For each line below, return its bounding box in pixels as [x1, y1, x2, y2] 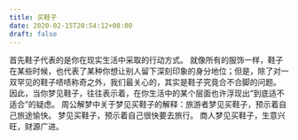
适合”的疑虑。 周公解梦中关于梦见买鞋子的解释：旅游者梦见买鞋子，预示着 [9, 99, 279, 110]
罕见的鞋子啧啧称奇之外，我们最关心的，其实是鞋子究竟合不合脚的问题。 [16, 77, 281, 88]
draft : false [9, 29, 58, 38]
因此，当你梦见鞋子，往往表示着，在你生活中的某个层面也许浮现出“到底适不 [9, 88, 286, 98]
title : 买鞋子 [9, 12, 58, 22]
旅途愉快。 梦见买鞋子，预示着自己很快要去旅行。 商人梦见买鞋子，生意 [16, 110, 278, 121]
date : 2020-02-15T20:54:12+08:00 [9, 21, 133, 30]
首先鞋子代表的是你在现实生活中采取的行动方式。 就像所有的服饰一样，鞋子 [9, 55, 284, 66]
